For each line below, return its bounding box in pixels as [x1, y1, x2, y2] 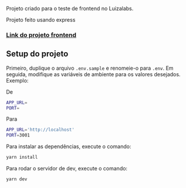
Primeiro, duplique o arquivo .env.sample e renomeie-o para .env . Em [6, 64, 174, 71]
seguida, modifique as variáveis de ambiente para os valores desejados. [6, 70, 181, 78]
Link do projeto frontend [6, 30, 77, 39]
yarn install [6, 155, 38, 160]
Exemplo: [6, 77, 29, 84]
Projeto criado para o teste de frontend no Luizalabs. [6, 5, 134, 12]
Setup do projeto [6, 49, 69, 59]
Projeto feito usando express [6, 16, 76, 23]
